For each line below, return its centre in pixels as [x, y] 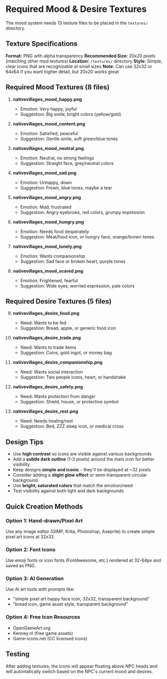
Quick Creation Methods [44, 506]
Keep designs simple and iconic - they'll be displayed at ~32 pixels [82, 470]
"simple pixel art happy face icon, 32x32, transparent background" [81, 599]
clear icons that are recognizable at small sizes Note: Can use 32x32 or [79, 66]
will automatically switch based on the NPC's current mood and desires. [79, 671]
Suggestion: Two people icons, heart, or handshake [73, 377]
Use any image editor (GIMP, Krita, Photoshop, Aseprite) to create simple [80, 531]
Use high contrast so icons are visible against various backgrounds [82, 454]
